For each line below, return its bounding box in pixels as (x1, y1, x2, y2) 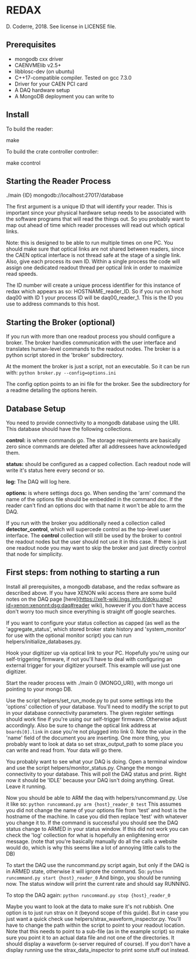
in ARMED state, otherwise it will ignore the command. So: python (6, 868, 164, 875)
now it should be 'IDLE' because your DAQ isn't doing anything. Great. (6, 776, 175, 783)
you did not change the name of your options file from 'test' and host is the (6, 806, 187, 814)
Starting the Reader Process (6, 176, 111, 186)
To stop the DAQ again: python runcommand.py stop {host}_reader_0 (6, 891, 171, 899)
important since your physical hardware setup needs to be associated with (6, 209, 186, 217)
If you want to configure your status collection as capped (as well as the (6, 619, 180, 626)
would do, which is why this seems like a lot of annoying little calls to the (6, 844, 181, 851)
